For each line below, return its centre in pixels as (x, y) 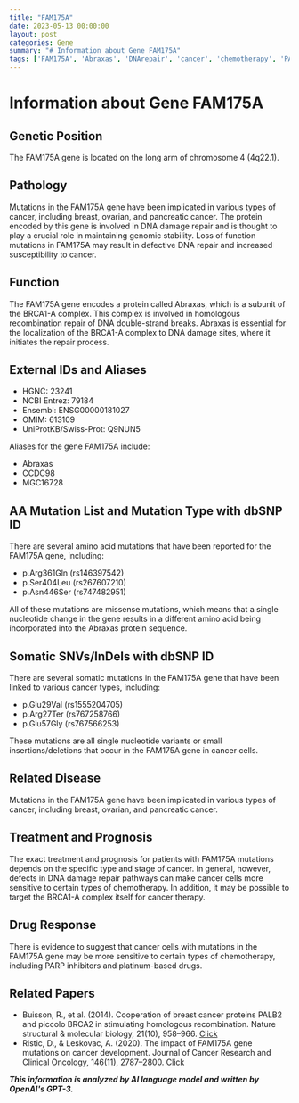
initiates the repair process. (59, 342)
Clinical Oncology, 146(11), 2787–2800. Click (103, 1062)
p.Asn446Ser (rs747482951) (74, 592)
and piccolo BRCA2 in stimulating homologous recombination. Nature (149, 1024)
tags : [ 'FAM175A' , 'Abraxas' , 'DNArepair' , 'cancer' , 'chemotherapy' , (143, 59)
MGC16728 (43, 483)
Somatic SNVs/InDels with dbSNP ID (112, 656)
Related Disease (55, 779)
